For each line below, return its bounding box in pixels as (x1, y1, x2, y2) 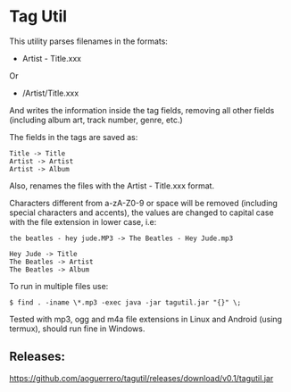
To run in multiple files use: (9, 280, 109, 291)
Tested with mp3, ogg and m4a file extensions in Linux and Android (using (9, 313, 283, 324)
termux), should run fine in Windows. (9, 323, 145, 334)
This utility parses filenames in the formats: (9, 36, 168, 46)
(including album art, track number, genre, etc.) (9, 114, 183, 125)
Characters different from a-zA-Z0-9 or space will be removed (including (9, 197, 279, 208)
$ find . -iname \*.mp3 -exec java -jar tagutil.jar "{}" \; (9, 297, 242, 307)
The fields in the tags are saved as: (9, 131, 138, 142)
